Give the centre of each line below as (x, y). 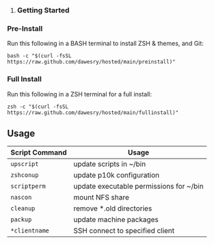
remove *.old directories (113, 208)
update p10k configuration (117, 175)
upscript (25, 164)
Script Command (39, 152)
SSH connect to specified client (124, 231)
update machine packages (116, 219)
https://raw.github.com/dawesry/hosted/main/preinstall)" (91, 62)
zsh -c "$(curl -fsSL (38, 107)
